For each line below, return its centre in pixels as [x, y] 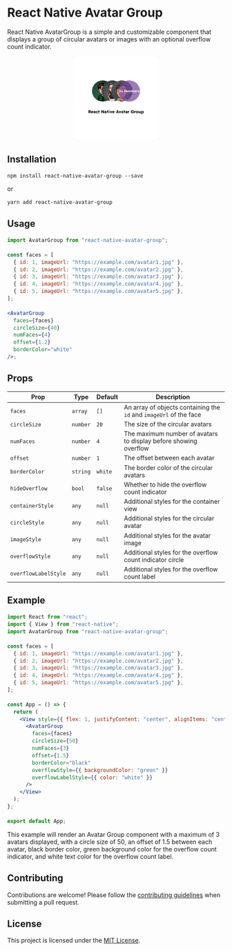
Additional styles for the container [172, 502]
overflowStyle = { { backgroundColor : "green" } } [100, 770]
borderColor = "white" [43, 350]
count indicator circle [154, 559]
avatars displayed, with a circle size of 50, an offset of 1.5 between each [110, 842]
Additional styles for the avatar [167, 535]
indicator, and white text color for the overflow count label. [90, 856]
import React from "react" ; [48, 617]
